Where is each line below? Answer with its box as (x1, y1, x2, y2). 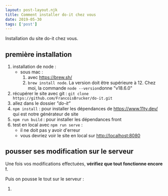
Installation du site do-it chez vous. (5, 35, 78, 42)
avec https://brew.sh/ (27, 74, 72, 81)
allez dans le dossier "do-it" (12, 100, 71, 106)
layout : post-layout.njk (5, 7, 58, 13)
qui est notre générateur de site (12, 111, 78, 117)
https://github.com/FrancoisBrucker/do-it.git (12, 96, 113, 101)
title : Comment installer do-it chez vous (5, 12, 96, 17)
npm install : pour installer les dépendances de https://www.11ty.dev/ (12, 106, 158, 112)
